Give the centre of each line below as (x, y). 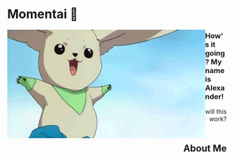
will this (216, 112)
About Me (205, 148)
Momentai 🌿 (43, 14)
